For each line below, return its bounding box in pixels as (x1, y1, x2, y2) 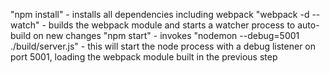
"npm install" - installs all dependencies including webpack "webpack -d (10, 9, 310, 20)
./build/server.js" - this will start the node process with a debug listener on (10, 40, 317, 52)
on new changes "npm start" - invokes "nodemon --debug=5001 (33, 30, 300, 41)
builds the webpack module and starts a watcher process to (48, 19, 296, 31)
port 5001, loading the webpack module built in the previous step (10, 51, 278, 63)
